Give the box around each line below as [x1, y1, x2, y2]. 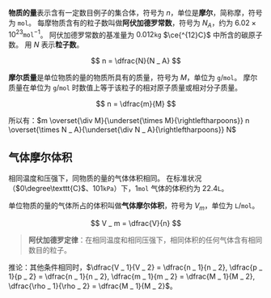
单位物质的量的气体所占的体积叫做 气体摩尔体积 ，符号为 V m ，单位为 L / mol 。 [8, 201, 260, 213]
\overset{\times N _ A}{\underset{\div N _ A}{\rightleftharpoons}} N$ [8, 125, 237, 134]
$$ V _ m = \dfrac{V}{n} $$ [90, 219, 182, 228]
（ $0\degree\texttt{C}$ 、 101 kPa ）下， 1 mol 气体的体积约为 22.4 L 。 [8, 184, 229, 194]
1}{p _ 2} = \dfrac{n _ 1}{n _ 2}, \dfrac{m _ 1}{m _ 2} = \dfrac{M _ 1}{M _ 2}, [8, 271, 256, 282]
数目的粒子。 [28, 245, 71, 255]
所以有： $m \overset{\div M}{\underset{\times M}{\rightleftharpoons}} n [8, 116, 250, 126]
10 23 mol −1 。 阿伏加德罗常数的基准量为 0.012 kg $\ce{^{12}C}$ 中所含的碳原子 [8, 28, 263, 40]
